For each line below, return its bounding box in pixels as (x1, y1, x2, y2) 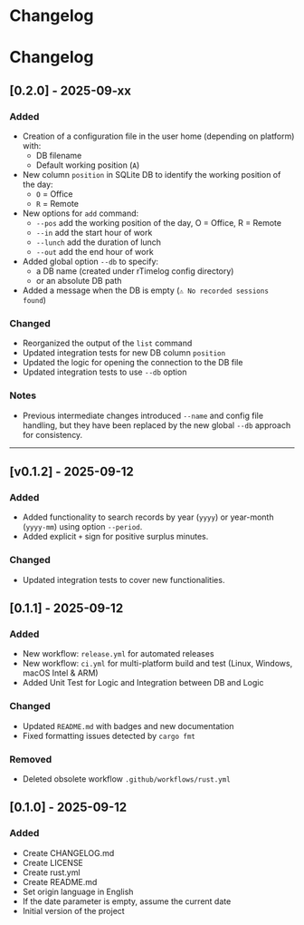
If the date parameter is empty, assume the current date (22, 895, 232, 907)
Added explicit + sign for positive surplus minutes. (22, 531, 209, 542)
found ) (22, 295, 47, 306)
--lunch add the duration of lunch (35, 237, 161, 248)
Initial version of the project (22, 905, 125, 916)
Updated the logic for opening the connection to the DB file (22, 357, 243, 368)
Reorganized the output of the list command (22, 337, 193, 349)
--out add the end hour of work (35, 247, 154, 258)
